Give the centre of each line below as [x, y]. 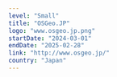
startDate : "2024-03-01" [50, 38]
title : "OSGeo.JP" [39, 23]
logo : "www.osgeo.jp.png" [52, 30]
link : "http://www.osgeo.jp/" [59, 53]
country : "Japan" [38, 61]
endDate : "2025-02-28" [46, 46]
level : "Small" [34, 16]
